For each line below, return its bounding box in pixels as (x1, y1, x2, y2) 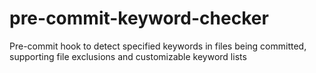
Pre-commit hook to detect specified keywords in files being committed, (9, 40, 307, 52)
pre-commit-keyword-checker (9, 7, 269, 30)
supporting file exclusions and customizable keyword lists (9, 50, 247, 62)
